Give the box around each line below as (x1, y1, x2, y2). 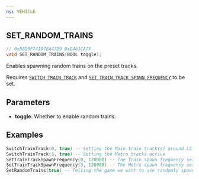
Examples (6, 130, 43, 140)
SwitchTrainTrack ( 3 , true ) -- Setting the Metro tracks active (6, 151, 166, 157)
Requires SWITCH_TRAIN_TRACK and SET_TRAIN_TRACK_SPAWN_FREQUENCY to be (6, 74, 185, 81)
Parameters (6, 97, 50, 107)
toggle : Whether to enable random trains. (14, 113, 117, 120)
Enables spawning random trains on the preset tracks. (6, 63, 138, 70)
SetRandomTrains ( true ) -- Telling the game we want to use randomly (6, 168, 179, 174)
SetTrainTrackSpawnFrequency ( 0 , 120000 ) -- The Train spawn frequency (6, 157, 184, 162)
